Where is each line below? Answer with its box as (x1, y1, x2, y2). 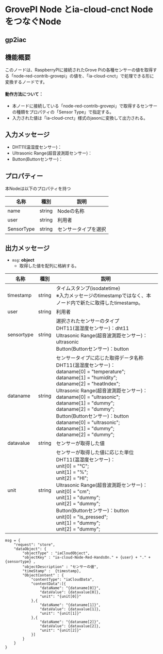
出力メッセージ (5, 244, 50, 252)
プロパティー (5, 172, 43, 180)
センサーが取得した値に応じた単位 (56, 449, 134, 456)
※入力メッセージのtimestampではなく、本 (56, 292, 151, 299)
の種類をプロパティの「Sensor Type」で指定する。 (12, 109, 114, 115)
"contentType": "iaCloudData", (31, 577, 95, 582)
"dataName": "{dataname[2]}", (39, 620, 101, 624)
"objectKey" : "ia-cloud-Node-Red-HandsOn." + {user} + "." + (22, 555, 151, 560)
